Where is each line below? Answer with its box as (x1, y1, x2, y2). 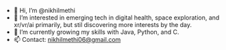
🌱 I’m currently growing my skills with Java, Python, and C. (13, 28, 179, 36)
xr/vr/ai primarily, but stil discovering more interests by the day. (13, 21, 192, 28)
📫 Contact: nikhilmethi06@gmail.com (13, 36, 121, 43)
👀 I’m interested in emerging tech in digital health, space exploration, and (13, 14, 220, 22)
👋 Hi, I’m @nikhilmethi (13, 7, 75, 14)
